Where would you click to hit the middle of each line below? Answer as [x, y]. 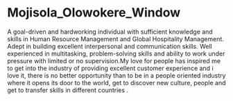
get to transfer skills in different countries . [68, 90]
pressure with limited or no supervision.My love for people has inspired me [114, 60]
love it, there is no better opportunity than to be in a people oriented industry [116, 75]
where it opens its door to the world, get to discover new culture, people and [117, 82]
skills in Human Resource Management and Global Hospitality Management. [115, 38]
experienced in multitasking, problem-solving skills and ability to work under [116, 54]
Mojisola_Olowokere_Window [94, 13]
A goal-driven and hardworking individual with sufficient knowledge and [110, 32]
